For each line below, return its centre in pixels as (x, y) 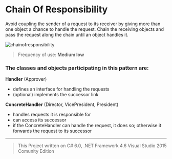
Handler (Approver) (26, 79)
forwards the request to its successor (52, 131)
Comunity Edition (36, 151)
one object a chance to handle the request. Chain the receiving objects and (85, 29)
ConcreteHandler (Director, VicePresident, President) (62, 104)
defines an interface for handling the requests (61, 89)
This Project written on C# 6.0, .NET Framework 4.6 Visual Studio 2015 (92, 146)
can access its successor (39, 120)
